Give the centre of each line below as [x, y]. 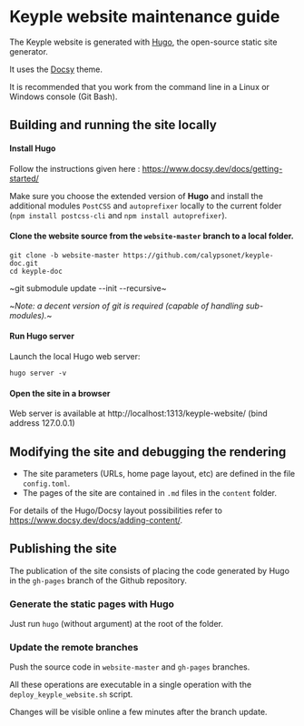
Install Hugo [33, 148]
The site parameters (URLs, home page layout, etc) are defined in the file [159, 473]
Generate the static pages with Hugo [92, 604]
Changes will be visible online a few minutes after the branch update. [138, 712]
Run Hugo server [42, 336]
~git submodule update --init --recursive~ [88, 287]
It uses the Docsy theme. [56, 69]
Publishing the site [63, 549]
